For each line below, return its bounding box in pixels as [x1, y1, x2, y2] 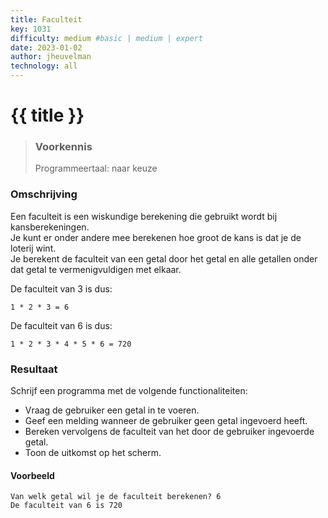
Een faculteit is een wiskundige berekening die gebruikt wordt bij [10, 210, 278, 222]
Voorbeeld [10, 469, 55, 481]
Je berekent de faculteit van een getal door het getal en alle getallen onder [10, 252, 318, 265]
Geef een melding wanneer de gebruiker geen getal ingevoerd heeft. [24, 415, 308, 427]
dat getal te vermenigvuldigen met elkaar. [10, 263, 182, 275]
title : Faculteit [10, 14, 83, 25]
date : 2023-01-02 [10, 42, 83, 53]
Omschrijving [10, 187, 78, 201]
